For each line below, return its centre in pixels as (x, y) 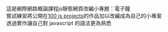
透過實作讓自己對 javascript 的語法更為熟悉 (59, 23)
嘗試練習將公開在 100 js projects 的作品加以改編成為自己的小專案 (84, 16)
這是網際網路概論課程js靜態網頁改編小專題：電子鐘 (68, 8)
